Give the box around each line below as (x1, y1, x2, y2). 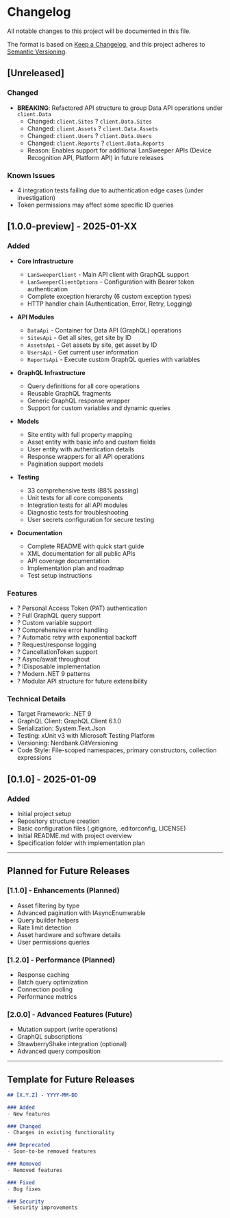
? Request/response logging (16, 640, 97, 649)
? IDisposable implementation (16, 662, 101, 670)
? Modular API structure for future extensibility (16, 677, 148, 685)
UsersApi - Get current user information (27, 348, 139, 356)
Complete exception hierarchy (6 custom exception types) (27, 292, 192, 300)
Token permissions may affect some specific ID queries (16, 201, 174, 209)
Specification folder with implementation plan (16, 839, 145, 847)
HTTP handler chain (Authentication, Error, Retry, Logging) (27, 300, 193, 308)
